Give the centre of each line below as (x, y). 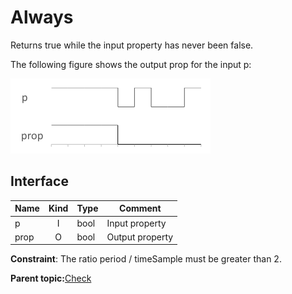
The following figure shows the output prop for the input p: (131, 64)
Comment (140, 208)
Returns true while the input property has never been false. (132, 45)
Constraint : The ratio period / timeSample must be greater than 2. (146, 259)
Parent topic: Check (51, 278)
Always (42, 17)
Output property (140, 237)
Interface (39, 181)
